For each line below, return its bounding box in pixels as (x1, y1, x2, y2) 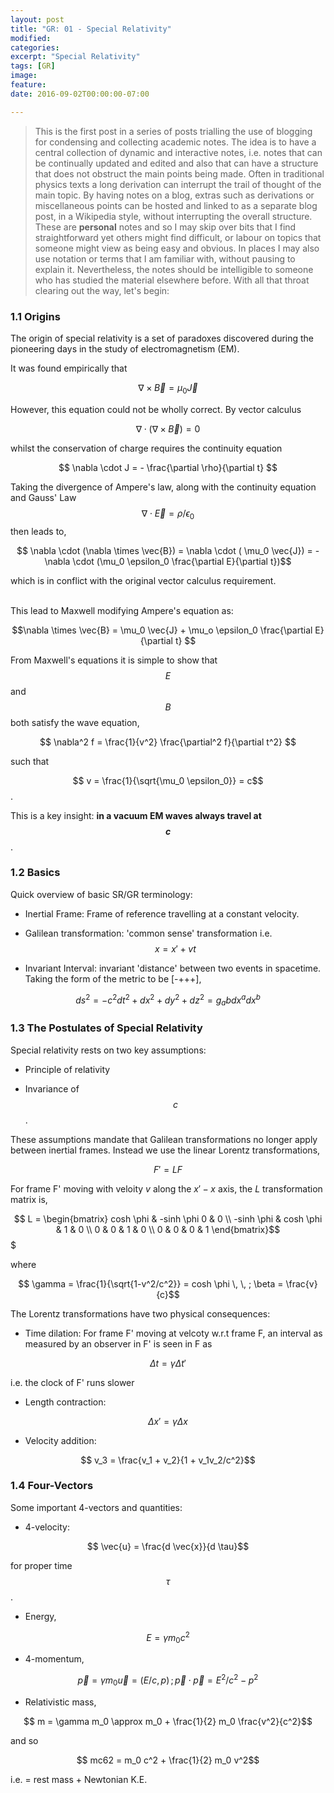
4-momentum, (24, 1653, 85, 1665)
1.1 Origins (10, 309, 61, 323)
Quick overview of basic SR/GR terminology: (10, 888, 193, 900)
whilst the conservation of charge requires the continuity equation (10, 442, 283, 454)
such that (10, 755, 50, 767)
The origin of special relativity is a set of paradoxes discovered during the (10, 332, 315, 344)
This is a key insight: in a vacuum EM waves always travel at (10, 809, 262, 821)
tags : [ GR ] (10, 61, 56, 71)
